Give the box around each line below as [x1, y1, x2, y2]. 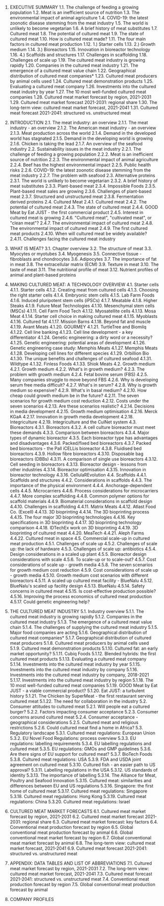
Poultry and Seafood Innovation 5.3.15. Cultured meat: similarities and [9, 778, 152, 783]
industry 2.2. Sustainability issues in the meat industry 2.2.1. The [9, 146, 142, 152]
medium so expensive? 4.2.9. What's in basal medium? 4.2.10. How [9, 388, 147, 393]
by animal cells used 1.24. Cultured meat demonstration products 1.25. [9, 78, 154, 84]
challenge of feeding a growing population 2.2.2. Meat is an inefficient [9, 151, 154, 157]
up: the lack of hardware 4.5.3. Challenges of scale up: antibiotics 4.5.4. [9, 546, 157, 552]
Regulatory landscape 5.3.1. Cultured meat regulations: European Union [9, 730, 156, 736]
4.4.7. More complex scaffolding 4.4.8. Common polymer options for [9, 493, 150, 499]
